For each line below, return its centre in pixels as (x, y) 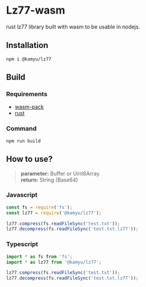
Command (21, 129)
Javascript (22, 195)
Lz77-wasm (36, 10)
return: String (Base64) (49, 180)
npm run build (24, 141)
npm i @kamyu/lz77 (29, 59)
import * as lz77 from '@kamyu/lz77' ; (54, 262)
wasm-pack (29, 107)
